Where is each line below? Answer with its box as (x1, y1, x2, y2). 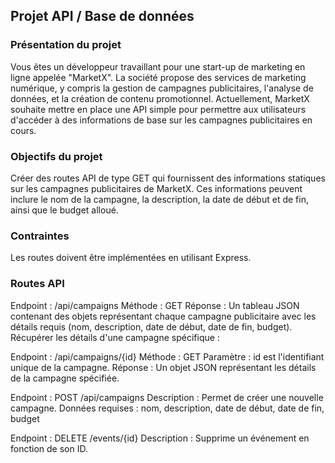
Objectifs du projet (10, 149, 103, 163)
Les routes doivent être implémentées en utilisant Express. (10, 252, 252, 264)
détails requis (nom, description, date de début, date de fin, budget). (10, 320, 293, 333)
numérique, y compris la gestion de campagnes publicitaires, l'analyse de (10, 82, 314, 94)
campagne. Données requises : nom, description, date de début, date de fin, (10, 402, 325, 414)
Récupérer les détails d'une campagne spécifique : (10, 331, 220, 343)
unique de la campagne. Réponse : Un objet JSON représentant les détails (10, 361, 317, 373)
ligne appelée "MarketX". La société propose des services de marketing (10, 71, 307, 83)
